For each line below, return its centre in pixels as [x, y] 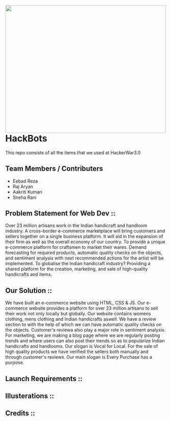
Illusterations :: [30, 396]
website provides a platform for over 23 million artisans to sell [93, 308]
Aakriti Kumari [27, 192]
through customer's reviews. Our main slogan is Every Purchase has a [79, 357]
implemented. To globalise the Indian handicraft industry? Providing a [78, 264]
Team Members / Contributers [54, 169]
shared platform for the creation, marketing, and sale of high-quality [77, 269]
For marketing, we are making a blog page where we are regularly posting [83, 335]
